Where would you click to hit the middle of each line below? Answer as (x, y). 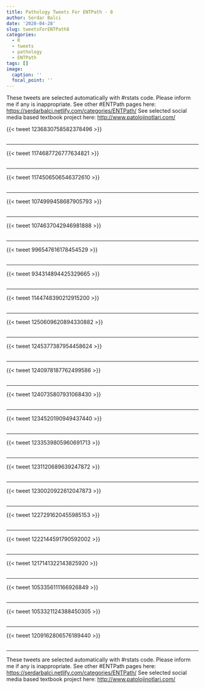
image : (15, 69)
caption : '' (27, 75)
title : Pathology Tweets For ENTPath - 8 (60, 12)
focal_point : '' (32, 80)
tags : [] (17, 63)
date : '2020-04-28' (31, 23)
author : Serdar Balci (34, 18)
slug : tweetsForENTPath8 (38, 29)
